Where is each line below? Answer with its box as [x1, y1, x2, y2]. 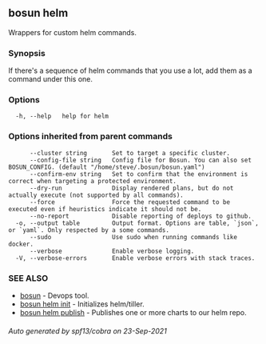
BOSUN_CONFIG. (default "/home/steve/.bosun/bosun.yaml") [8, 163, 205, 171]
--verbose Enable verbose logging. [29, 247, 195, 255]
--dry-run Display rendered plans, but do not [29, 184, 234, 192]
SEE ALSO [8, 272, 49, 283]
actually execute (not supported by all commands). [8, 191, 184, 199]
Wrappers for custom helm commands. [8, 27, 137, 37]
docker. [8, 240, 34, 248]
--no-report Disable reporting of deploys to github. [29, 212, 252, 220]
